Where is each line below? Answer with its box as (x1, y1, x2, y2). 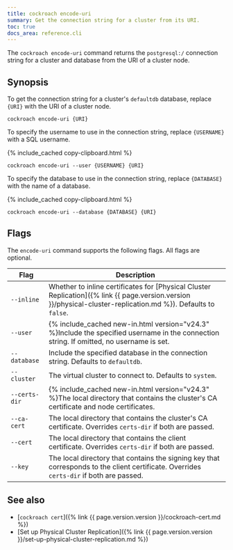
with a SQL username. (7, 135, 71, 143)
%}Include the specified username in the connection (48, 328, 220, 338)
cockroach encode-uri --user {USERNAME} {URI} (7, 162, 144, 169)
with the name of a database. (7, 182, 91, 190)
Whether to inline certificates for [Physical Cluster (48, 281, 212, 291)
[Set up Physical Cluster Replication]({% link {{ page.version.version (17, 527, 213, 536)
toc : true (7, 23, 36, 30)
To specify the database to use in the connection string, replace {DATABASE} (7, 175, 223, 183)
